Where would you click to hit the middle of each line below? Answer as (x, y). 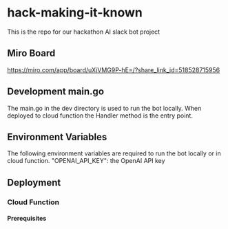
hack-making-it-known (75, 13)
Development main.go (56, 92)
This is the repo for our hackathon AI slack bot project (84, 32)
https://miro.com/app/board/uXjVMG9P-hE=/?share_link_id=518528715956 (114, 69)
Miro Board (31, 53)
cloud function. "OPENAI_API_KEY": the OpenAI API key (86, 161)
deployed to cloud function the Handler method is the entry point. (100, 116)
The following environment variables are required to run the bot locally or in (114, 153)
